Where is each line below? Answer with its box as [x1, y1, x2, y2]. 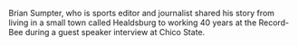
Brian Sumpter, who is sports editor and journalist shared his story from [8, 8, 275, 18]
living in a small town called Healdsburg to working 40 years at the [8, 17, 257, 28]
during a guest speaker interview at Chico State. [24, 27, 206, 37]
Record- [258, 17, 290, 28]
